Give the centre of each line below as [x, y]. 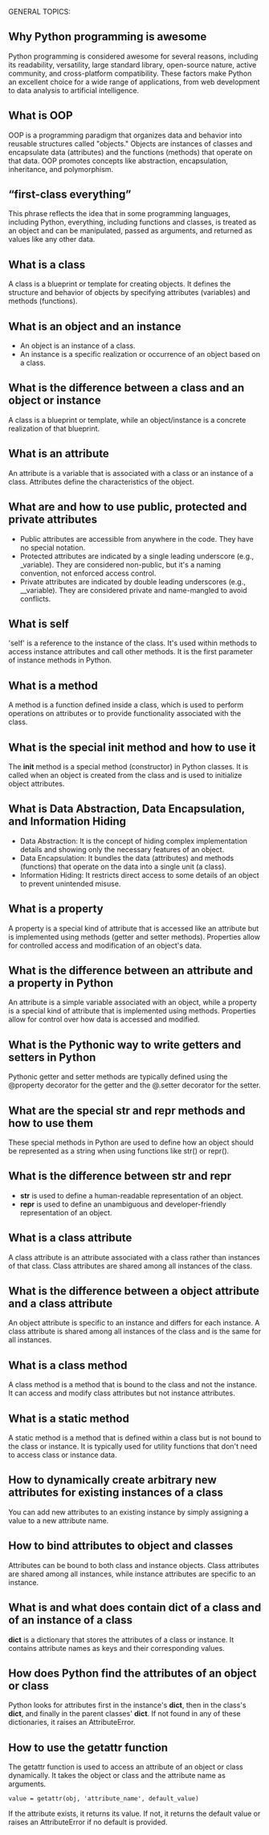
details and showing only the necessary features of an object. [122, 849]
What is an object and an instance [95, 326]
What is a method [53, 685]
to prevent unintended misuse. [70, 883]
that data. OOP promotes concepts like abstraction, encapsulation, [118, 161]
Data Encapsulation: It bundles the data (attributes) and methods [127, 858]
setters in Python [52, 1057]
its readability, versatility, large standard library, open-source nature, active [132, 64]
